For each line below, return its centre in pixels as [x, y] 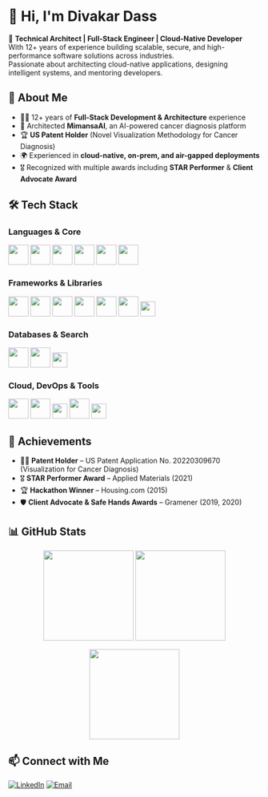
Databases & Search [48, 334]
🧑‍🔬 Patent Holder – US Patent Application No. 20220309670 [120, 461]
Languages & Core [45, 232]
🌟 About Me [38, 98]
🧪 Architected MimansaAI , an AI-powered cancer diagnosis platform [133, 125]
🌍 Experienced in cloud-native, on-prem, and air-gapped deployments [140, 155]
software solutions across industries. [114, 55]
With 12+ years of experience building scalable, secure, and [107, 47]
